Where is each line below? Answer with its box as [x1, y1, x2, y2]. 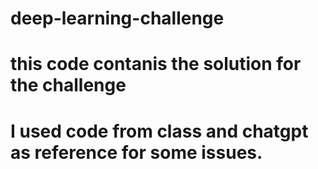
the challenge [10, 74, 127, 97]
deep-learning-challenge [10, 7, 225, 30]
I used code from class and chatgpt [10, 120, 309, 142]
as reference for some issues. [10, 141, 263, 164]
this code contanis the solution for [10, 53, 302, 76]
